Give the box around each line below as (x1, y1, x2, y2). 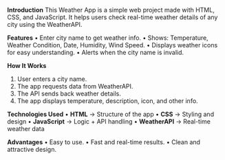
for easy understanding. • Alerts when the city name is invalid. (7, 48, 184, 56)
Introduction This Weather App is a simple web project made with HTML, (7, 6, 215, 14)
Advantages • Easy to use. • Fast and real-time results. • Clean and (7, 138, 201, 146)
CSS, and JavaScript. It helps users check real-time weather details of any (7, 13, 218, 21)
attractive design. (7, 146, 57, 153)
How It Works (7, 62, 47, 69)
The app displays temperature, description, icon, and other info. (17, 97, 198, 105)
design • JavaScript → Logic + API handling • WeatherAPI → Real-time (7, 117, 211, 126)
